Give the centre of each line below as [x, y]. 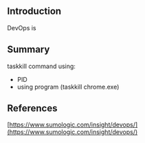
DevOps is [22, 27]
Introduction [34, 11]
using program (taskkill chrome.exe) [68, 87]
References [32, 108]
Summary [29, 50]
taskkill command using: [41, 66]
